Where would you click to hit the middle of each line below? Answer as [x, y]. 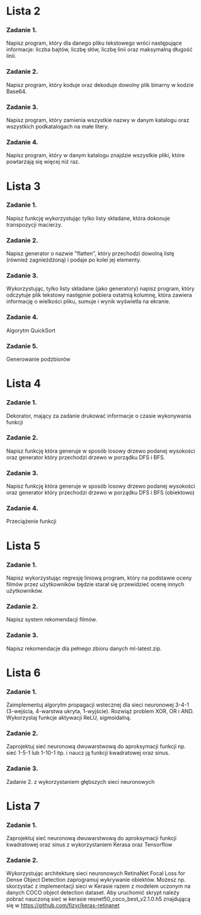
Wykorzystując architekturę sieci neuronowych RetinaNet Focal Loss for [96, 873]
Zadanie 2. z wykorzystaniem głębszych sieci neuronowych [81, 781]
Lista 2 [24, 11]
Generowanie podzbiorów [38, 359]
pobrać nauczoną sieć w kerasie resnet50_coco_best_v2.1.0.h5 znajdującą [98, 899]
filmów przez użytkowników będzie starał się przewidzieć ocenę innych [95, 584]
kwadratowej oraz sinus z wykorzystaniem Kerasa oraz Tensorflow [89, 845]
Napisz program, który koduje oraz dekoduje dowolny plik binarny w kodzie [100, 85]
